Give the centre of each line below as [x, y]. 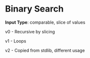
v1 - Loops [16, 41]
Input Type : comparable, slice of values [45, 22]
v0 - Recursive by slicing [30, 31]
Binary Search [34, 9]
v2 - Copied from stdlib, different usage [45, 50]
